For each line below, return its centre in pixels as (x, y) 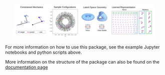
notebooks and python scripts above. (43, 52)
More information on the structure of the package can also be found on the (82, 62)
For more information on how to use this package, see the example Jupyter (82, 47)
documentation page (27, 67)
